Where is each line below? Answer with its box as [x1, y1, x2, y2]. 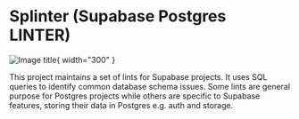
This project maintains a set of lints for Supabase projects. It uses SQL [9, 71, 268, 82]
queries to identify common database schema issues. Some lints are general [9, 81, 291, 91]
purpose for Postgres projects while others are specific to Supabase [9, 91, 261, 101]
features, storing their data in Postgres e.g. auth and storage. [9, 99, 234, 110]
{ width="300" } [56, 54, 116, 65]
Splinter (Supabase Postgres [9, 6, 227, 27]
